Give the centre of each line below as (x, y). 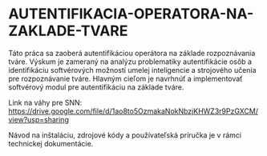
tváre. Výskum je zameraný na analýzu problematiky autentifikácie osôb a (130, 62)
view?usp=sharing (39, 119)
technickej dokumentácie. (51, 143)
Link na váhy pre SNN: (45, 102)
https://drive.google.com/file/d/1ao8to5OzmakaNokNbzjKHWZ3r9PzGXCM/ (133, 111)
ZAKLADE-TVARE (68, 31)
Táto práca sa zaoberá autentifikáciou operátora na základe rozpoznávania (132, 53)
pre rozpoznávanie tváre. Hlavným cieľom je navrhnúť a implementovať (125, 78)
